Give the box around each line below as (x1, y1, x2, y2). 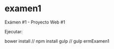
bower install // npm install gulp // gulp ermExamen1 (4, 38, 110, 44)
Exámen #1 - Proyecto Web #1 (4, 19, 65, 25)
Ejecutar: (4, 28, 23, 34)
